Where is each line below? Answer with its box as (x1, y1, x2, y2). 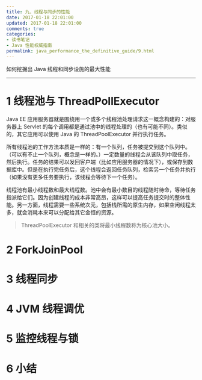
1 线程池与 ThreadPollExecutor (6, 94, 160, 108)
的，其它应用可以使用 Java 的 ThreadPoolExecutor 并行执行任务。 (6, 130, 170, 137)
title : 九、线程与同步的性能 (6, 8, 70, 15)
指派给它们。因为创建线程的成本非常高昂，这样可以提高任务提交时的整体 (6, 193, 185, 201)
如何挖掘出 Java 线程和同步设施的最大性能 (6, 65, 111, 72)
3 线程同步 (6, 272, 58, 286)
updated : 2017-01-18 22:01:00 (6, 20, 82, 26)
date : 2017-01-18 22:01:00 (6, 14, 74, 20)
